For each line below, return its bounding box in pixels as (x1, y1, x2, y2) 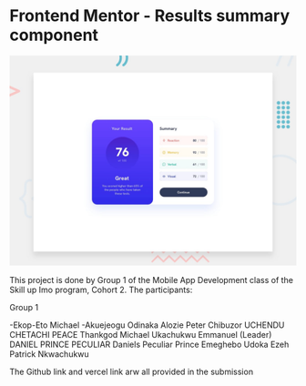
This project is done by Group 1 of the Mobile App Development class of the (9, 275, 294, 286)
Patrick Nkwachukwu (9, 349, 89, 360)
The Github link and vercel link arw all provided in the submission (9, 366, 253, 378)
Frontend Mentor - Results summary (9, 5, 291, 26)
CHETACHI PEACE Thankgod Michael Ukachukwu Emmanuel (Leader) (9, 330, 272, 340)
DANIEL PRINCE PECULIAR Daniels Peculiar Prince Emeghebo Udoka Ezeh (9, 339, 290, 350)
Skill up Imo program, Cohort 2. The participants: (9, 284, 193, 296)
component (9, 25, 98, 46)
